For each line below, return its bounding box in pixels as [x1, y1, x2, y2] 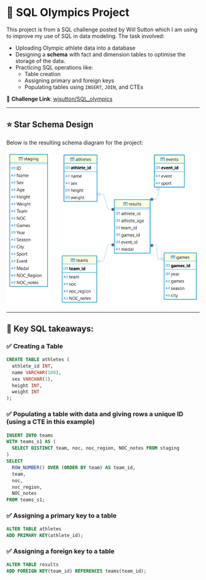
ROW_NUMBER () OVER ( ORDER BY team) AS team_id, [12, 464, 136, 471]
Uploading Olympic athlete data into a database [15, 44, 136, 52]
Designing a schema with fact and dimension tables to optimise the [15, 50, 186, 58]
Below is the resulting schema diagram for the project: [6, 139, 143, 146]
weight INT [12, 389, 40, 395]
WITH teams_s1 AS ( [6, 438, 56, 445]
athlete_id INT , [12, 363, 53, 369]
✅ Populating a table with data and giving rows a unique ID [6, 410, 184, 419]
